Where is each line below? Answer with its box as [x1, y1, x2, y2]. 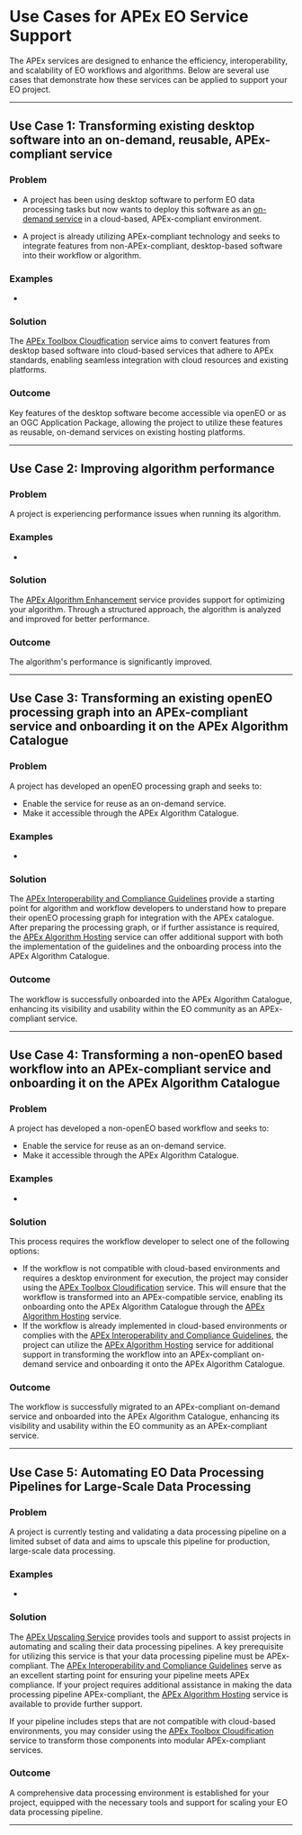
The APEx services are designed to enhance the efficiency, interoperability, [9, 55, 289, 66]
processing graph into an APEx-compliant [9, 705, 249, 720]
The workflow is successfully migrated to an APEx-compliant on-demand [9, 1402, 280, 1413]
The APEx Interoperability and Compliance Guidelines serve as [49, 1659, 282, 1671]
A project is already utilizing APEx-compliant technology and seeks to [22, 231, 280, 241]
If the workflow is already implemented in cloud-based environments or [22, 1320, 288, 1331]
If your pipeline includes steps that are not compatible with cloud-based [9, 1715, 276, 1726]
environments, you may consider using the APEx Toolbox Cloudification [9, 1725, 274, 1736]
